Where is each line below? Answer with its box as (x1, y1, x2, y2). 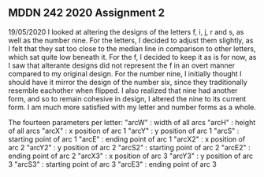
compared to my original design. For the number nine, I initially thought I (8, 68, 242, 78)
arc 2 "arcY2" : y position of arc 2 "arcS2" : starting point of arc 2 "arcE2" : (8, 142, 251, 152)
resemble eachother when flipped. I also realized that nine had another (8, 86, 238, 95)
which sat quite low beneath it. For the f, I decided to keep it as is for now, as (8, 52, 257, 61)
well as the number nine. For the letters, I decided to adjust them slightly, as (8, 35, 254, 45)
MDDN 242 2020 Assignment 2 (8, 6, 165, 20)
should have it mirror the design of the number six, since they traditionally (8, 77, 248, 87)
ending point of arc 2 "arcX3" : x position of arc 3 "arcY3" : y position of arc (8, 151, 254, 160)
